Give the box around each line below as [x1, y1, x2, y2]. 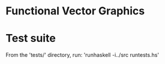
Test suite [5, 32, 56, 45]
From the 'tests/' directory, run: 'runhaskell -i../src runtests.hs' [5, 51, 160, 59]
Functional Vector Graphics [5, 4, 145, 18]
